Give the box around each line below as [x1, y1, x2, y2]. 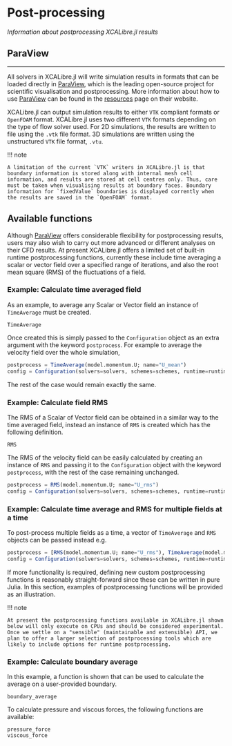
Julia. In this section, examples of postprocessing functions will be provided [7, 582, 223, 591]
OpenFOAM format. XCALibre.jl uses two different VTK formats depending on [7, 115, 216, 124]
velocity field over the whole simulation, [7, 348, 121, 356]
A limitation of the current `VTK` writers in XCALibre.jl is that [7, 164, 206, 170]
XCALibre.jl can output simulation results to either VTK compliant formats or [7, 108, 220, 116]
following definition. [7, 428, 64, 436]
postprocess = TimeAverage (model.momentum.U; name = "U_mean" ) [7, 361, 187, 369]
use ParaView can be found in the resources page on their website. [7, 95, 198, 103]
